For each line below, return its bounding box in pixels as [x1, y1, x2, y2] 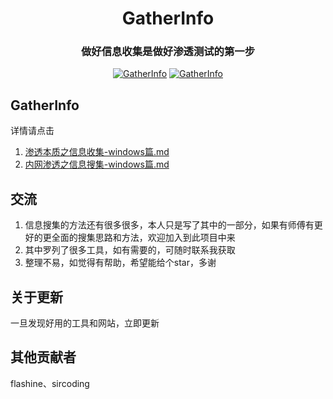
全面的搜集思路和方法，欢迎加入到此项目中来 [51, 232, 236, 244]
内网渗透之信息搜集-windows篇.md [24, 158, 170, 171]
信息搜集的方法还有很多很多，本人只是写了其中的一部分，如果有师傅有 [24, 219, 315, 231]
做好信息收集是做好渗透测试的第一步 [80, 45, 256, 59]
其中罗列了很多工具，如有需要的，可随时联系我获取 [24, 244, 236, 256]
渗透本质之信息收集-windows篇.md [24, 146, 170, 158]
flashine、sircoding [10, 377, 90, 389]
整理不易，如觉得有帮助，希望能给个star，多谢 [24, 257, 217, 269]
